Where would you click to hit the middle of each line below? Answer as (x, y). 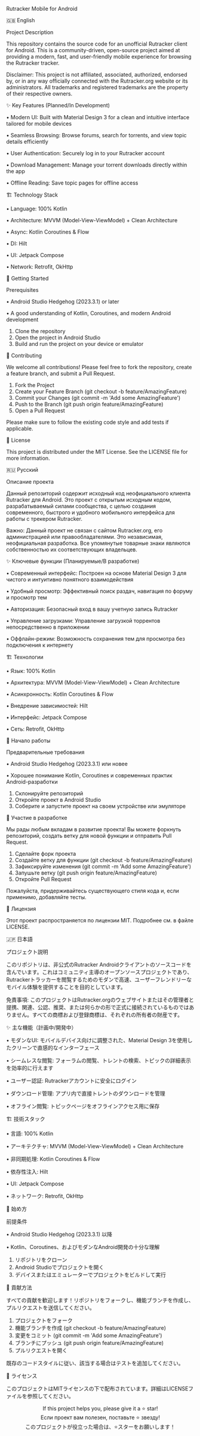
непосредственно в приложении (48, 627)
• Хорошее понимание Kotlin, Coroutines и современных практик (89, 775)
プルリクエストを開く (41, 1350)
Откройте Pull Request (43, 879)
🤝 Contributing (24, 355)
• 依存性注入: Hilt (27, 1172)
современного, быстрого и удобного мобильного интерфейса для (90, 512)
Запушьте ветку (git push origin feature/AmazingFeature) (86, 873)
